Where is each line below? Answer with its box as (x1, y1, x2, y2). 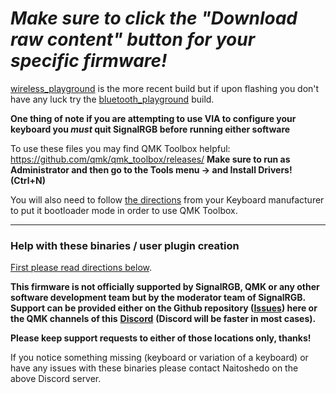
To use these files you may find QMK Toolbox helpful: (10, 142, 231, 154)
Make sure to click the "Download (10, 7, 298, 30)
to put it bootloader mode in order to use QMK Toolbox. (10, 204, 238, 216)
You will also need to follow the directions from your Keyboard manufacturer (10, 193, 325, 206)
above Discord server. (10, 373, 102, 385)
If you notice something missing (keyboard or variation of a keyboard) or (10, 352, 309, 364)
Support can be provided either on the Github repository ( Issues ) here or (10, 302, 318, 314)
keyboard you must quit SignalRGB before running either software (10, 123, 291, 135)
